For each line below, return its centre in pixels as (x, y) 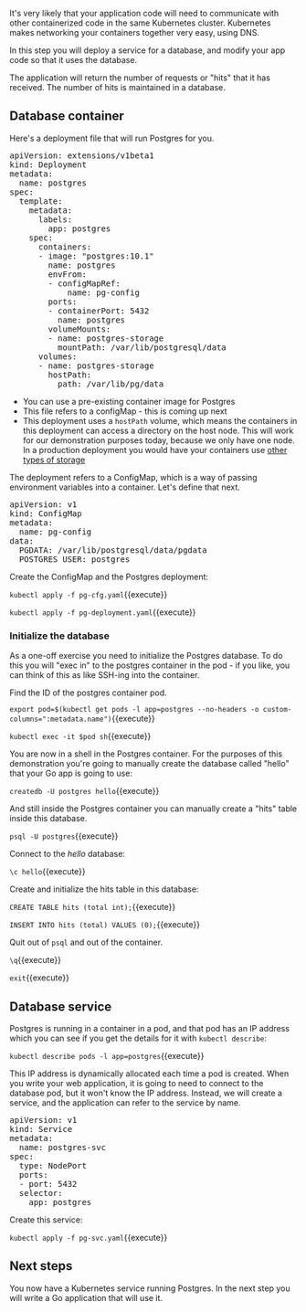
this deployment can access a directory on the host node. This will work (158, 430)
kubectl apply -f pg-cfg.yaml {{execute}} (89, 594)
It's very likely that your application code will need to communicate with (144, 13)
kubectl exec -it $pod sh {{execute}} (80, 736)
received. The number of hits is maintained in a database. (118, 87)
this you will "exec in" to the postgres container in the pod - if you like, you (150, 665)
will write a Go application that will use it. (86, 1297)
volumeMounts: (79, 329)
